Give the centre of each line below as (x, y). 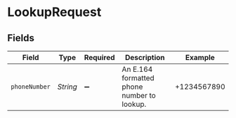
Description (145, 58)
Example (200, 58)
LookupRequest (54, 12)
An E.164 (137, 69)
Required (99, 58)
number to (139, 95)
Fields (21, 38)
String (67, 87)
